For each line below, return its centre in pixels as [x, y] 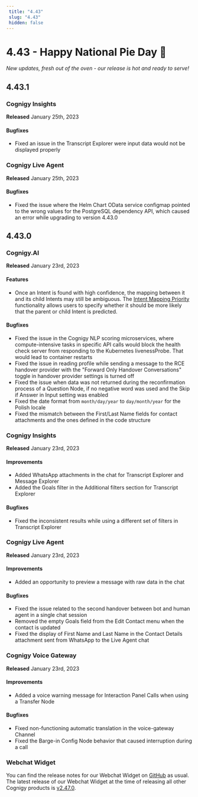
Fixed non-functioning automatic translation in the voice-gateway [94, 728]
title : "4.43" [26, 12]
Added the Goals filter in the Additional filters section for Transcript [96, 488]
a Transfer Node [35, 701]
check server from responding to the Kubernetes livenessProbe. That [99, 351]
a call [21, 747]
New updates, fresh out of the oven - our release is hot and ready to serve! [98, 68]
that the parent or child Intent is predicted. [66, 311]
